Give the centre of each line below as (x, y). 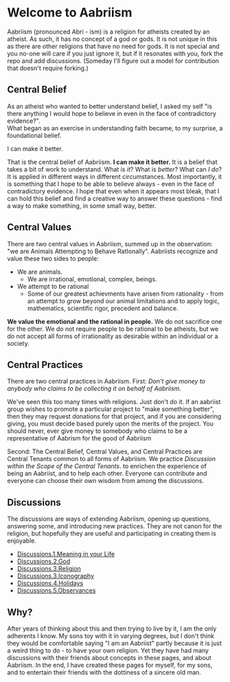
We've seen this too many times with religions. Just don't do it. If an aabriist (114, 402)
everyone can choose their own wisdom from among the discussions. (106, 481)
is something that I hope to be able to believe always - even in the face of (111, 184)
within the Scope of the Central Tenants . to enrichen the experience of (107, 466)
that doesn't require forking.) (48, 68)
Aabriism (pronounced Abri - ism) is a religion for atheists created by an (108, 32)
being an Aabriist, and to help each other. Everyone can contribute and (107, 473)
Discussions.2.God (44, 561)
